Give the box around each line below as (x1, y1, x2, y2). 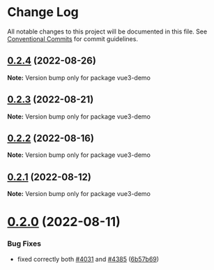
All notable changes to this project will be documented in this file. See (7, 27, 208, 36)
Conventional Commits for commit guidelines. (7, 34, 138, 43)
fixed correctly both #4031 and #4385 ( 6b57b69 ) (17, 255, 159, 263)
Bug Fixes (7, 239, 42, 248)
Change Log (7, 4, 79, 20)
